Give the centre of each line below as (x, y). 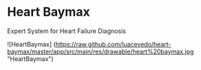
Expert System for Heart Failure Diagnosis (66, 31)
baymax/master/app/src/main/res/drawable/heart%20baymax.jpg (100, 51)
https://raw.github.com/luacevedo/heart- (113, 44)
